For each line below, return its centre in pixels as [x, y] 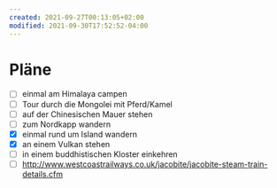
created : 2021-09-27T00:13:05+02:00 [77, 17]
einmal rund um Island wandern [80, 134]
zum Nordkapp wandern [66, 124]
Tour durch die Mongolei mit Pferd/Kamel [97, 104]
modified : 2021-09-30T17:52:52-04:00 [79, 26]
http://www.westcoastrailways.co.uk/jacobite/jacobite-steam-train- [145, 164]
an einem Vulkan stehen [66, 144]
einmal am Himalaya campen [74, 94]
